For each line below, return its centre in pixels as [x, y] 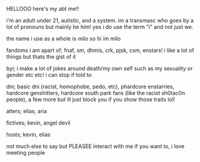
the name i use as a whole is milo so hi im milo [64, 38]
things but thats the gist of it [41, 57]
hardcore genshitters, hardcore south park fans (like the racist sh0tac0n [96, 93]
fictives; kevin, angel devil [38, 123]
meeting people [26, 153]
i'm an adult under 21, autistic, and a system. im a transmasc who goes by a [100, 20]
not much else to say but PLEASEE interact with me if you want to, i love [95, 146]
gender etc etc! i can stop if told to [49, 75]
